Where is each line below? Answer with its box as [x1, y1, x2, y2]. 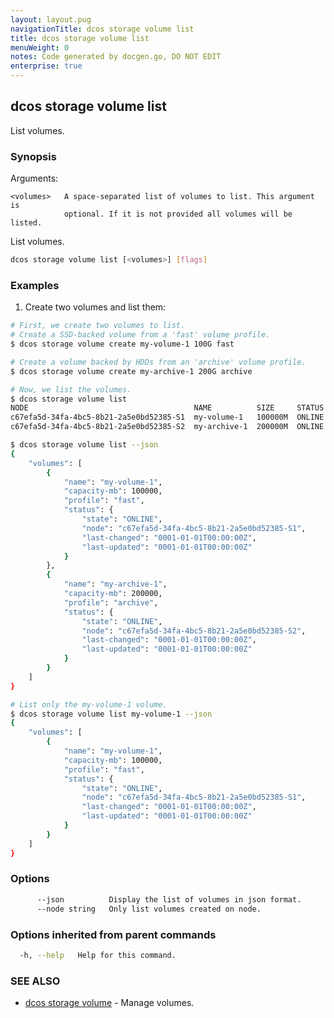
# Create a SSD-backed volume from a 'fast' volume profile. [10, 330, 271, 340]
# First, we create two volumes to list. [10, 321, 186, 331]
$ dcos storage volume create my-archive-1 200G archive [10, 366, 253, 376]
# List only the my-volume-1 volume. [10, 699, 168, 710]
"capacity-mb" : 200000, [63, 589, 163, 599]
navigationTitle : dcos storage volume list [10, 24, 195, 34]
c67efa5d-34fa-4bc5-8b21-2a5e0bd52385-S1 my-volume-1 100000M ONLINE [10, 412, 325, 423]
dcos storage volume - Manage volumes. [24, 997, 195, 1009]
